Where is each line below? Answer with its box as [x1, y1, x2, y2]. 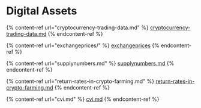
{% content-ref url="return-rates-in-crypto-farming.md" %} [6, 78, 155, 85]
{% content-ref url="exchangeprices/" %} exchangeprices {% [6, 42, 160, 49]
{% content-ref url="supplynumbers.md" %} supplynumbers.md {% [6, 60, 175, 67]
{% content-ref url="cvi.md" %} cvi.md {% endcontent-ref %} [6, 95, 160, 103]
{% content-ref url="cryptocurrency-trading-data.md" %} [6, 24, 149, 31]
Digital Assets [6, 4, 77, 18]
